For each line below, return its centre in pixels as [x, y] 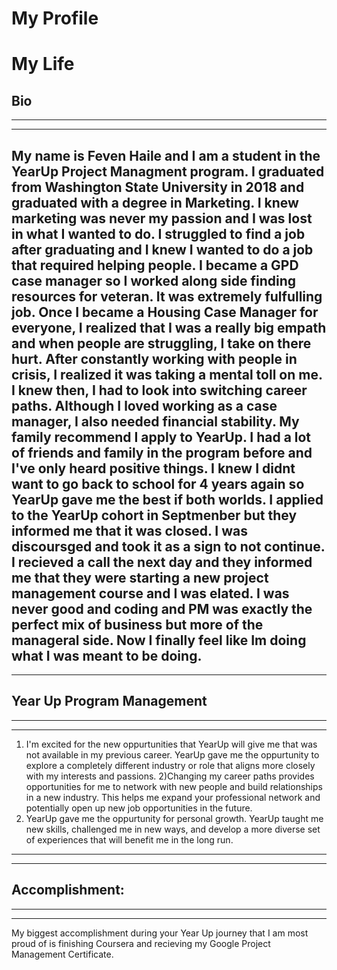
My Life [43, 64]
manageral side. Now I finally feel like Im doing [159, 640]
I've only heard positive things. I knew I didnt [153, 468]
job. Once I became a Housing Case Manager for [165, 312]
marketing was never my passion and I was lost [162, 218]
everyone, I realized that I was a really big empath [169, 327]
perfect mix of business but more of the [137, 624]
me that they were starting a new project [140, 577]
